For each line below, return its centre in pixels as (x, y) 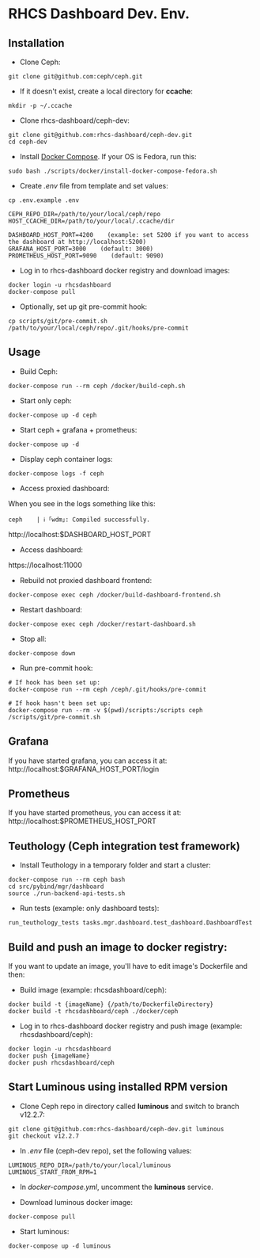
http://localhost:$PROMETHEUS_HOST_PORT (82, 822)
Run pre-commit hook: (56, 668)
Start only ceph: (46, 400)
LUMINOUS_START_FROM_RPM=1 (53, 1172)
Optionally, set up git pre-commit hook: (83, 307)
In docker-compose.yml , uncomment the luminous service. (116, 1187)
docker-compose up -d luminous (60, 1246)
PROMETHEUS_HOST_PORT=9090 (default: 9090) (86, 256)
